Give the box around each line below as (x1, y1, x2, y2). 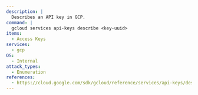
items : (6, 31, 22, 37)
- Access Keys (11, 36, 46, 42)
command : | (6, 19, 33, 25)
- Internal (11, 58, 38, 64)
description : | (6, 8, 44, 15)
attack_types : (6, 63, 41, 70)
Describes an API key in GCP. (11, 14, 85, 20)
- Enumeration (11, 69, 46, 75)
